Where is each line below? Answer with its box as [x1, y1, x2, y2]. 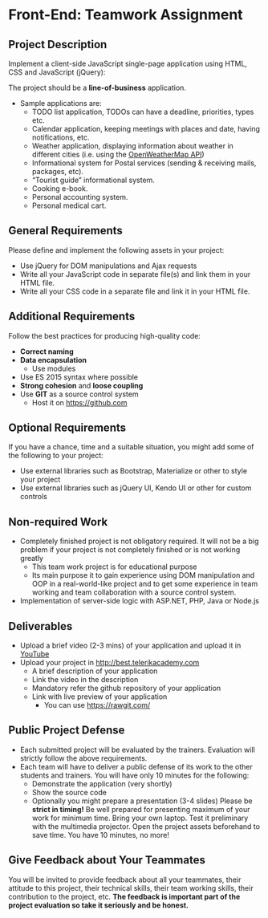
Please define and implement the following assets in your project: [8, 245, 225, 254]
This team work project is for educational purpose [31, 562, 197, 571]
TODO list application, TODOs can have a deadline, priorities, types [31, 107, 254, 116]
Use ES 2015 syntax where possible [19, 372, 139, 382]
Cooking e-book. [31, 184, 88, 193]
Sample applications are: [19, 99, 102, 108]
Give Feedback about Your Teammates [8, 853, 206, 867]
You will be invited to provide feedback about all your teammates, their [8, 875, 242, 884]
